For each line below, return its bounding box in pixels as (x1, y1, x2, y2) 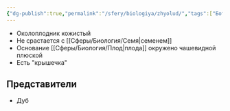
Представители (6, 79, 77, 90)
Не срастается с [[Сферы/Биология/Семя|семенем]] (16, 36, 172, 45)
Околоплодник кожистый (16, 29, 91, 37)
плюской (16, 51, 43, 59)
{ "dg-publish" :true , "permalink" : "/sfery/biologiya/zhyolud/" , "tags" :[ (6, 10, 213, 17)
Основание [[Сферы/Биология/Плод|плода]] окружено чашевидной (16, 43, 216, 52)
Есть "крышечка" (16, 58, 68, 66)
